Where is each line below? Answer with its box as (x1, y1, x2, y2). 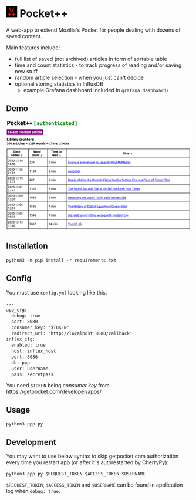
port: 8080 (11, 319, 38, 325)
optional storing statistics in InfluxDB (14, 80, 104, 87)
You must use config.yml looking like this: (6, 289, 107, 296)
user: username (11, 366, 49, 371)
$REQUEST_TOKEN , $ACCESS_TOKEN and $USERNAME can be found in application (6, 481, 183, 488)
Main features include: (6, 44, 60, 51)
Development (6, 437, 57, 447)
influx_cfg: (6, 336, 35, 342)
